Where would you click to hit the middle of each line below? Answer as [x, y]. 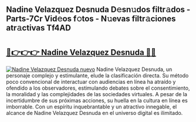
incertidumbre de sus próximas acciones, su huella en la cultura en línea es [97, 100]
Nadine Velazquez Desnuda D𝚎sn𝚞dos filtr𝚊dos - [98, 10]
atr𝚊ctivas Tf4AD [39, 28]
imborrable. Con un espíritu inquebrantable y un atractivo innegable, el [92, 107]
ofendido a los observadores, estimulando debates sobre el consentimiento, [98, 88]
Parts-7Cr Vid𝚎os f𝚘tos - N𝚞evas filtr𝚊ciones [91, 19]
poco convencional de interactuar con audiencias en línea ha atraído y [91, 82]
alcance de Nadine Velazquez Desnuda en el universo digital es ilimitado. [94, 113]
